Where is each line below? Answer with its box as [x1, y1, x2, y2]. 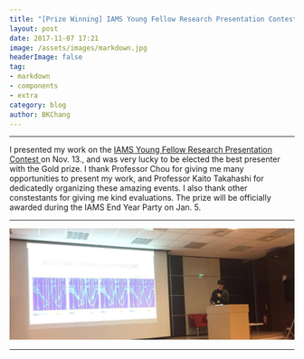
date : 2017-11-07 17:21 [9, 33, 100, 43]
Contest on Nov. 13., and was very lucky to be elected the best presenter [9, 154, 280, 165]
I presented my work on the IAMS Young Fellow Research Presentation [9, 145, 273, 156]
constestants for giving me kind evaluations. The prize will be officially [9, 193, 271, 203]
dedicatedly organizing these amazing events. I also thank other [9, 183, 248, 194]
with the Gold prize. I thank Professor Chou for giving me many [9, 164, 244, 175]
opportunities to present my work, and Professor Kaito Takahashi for [9, 173, 264, 184]
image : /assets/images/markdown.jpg [9, 43, 147, 52]
